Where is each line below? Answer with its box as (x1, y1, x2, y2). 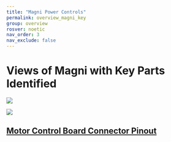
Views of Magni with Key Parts (6, 64, 165, 78)
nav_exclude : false (6, 37, 56, 43)
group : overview (6, 20, 48, 26)
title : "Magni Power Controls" (6, 9, 86, 15)
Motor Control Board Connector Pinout (6, 126, 157, 136)
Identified (6, 77, 57, 91)
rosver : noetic (6, 26, 45, 32)
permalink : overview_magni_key (6, 15, 86, 21)
